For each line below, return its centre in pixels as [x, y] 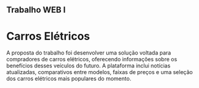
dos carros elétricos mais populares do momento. [69, 79]
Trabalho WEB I [36, 10]
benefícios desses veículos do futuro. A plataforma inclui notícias [89, 66]
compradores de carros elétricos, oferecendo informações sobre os [92, 59]
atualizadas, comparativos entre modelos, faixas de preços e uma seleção [100, 72]
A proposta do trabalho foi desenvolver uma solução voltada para [89, 53]
